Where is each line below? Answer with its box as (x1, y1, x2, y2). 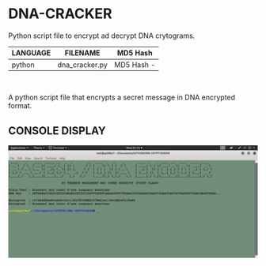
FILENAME (64, 48, 101, 58)
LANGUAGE (11, 48, 51, 58)
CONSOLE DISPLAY (8, 124, 106, 137)
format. (8, 101, 32, 111)
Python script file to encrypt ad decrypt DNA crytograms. (8, 31, 196, 40)
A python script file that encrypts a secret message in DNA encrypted (8, 92, 236, 103)
